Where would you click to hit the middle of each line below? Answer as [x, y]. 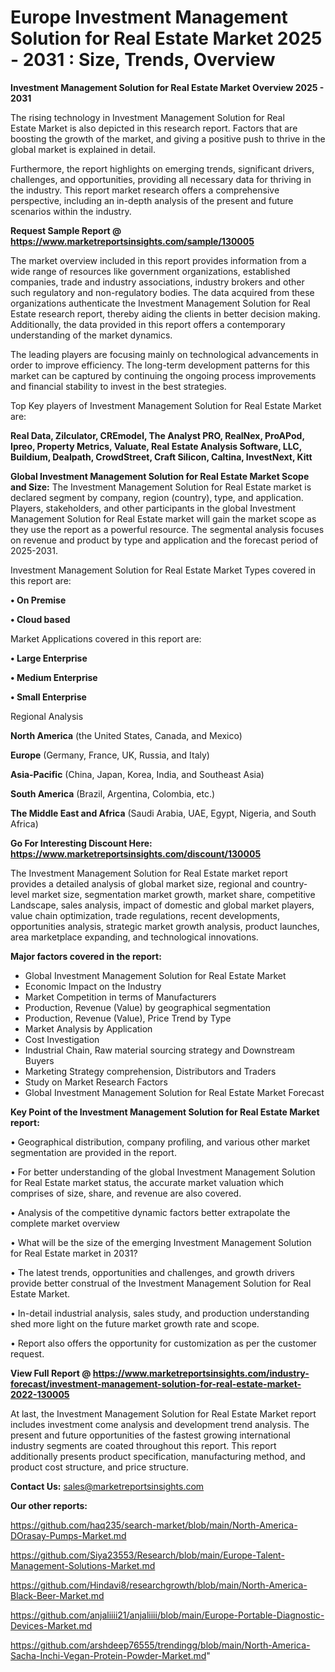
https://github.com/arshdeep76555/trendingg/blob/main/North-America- [160, 1645]
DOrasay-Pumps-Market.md [68, 1535]
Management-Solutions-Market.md [83, 1565]
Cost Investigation [62, 1039]
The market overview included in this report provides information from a [158, 260]
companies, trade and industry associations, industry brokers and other [157, 282]
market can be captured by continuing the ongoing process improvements [163, 375]
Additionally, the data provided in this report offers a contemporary [148, 324]
